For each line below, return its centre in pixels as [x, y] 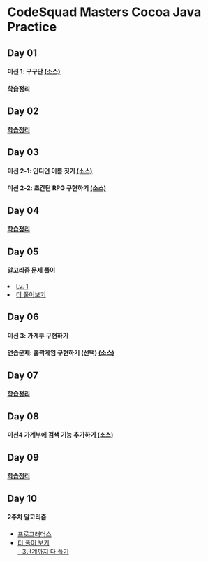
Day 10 [22, 498]
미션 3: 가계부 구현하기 [38, 336]
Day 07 [23, 375]
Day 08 [23, 416]
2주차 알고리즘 [27, 517]
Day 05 [23, 251]
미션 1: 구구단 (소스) [34, 71]
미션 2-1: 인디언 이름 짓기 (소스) [50, 171]
